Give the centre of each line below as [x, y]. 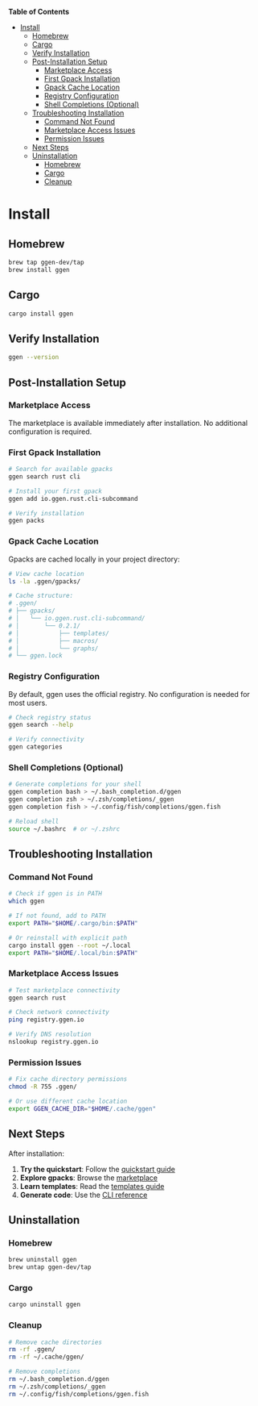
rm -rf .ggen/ [32, 1350]
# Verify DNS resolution [50, 1035]
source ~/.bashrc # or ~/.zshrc [64, 829]
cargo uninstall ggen [45, 1305]
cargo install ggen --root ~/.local [70, 945]
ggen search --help [41, 725]
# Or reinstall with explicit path [68, 938]
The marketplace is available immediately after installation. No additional [128, 423]
